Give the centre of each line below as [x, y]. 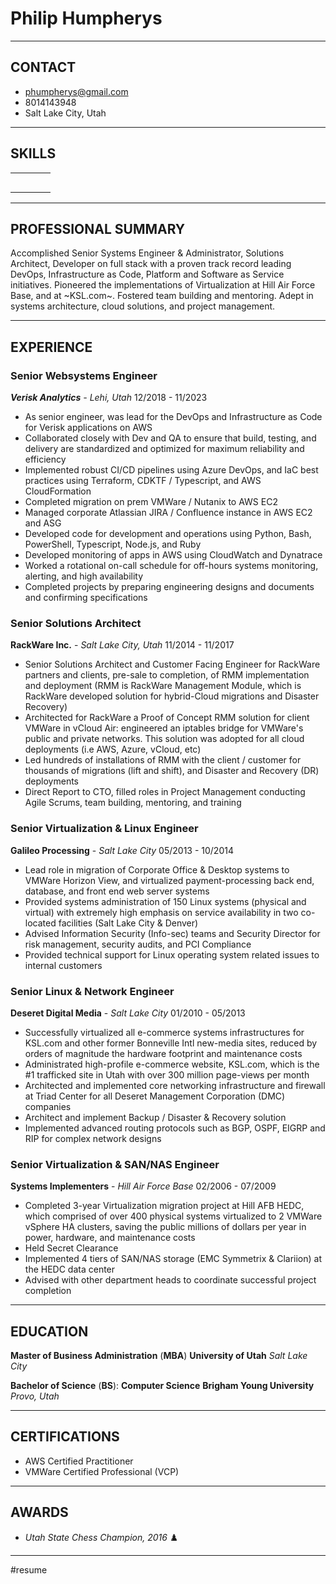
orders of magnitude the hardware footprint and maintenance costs [163, 1053]
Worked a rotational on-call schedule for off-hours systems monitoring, [171, 566]
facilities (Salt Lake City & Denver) [128, 923]
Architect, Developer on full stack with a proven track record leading [151, 264]
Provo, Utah [35, 1396]
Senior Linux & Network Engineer [92, 991]
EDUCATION [49, 1331]
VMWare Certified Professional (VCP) [102, 1471]
